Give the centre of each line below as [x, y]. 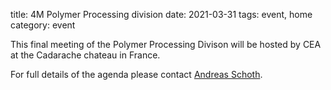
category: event [43, 25]
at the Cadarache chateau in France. [85, 55]
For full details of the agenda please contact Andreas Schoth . [136, 74]
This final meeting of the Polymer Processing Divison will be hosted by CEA [166, 44]
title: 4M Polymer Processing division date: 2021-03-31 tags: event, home [161, 14]
